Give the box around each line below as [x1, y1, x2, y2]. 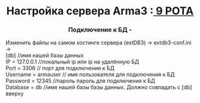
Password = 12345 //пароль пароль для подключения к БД [5, 77, 156, 84]
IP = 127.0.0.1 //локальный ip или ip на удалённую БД [5, 58, 140, 65]
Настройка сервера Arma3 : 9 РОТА [6, 4, 194, 18]
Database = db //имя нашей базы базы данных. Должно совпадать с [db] [5, 84, 192, 91]
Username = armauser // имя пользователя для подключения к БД [5, 71, 175, 78]
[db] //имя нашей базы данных [5, 52, 84, 59]
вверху [5, 90, 24, 97]
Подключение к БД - [68, 26, 132, 34]
